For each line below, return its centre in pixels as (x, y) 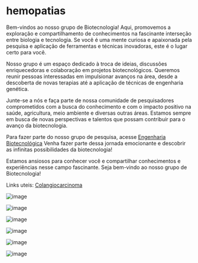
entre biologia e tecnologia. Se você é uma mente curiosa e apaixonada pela (99, 40)
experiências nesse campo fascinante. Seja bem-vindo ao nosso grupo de (97, 167)
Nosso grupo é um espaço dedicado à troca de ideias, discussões (87, 64)
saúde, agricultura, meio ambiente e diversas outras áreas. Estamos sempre (99, 113)
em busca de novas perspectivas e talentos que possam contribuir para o (96, 119)
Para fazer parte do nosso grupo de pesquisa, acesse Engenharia (86, 137)
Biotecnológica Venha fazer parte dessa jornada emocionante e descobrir (96, 143)
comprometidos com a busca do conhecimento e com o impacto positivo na (99, 106)
